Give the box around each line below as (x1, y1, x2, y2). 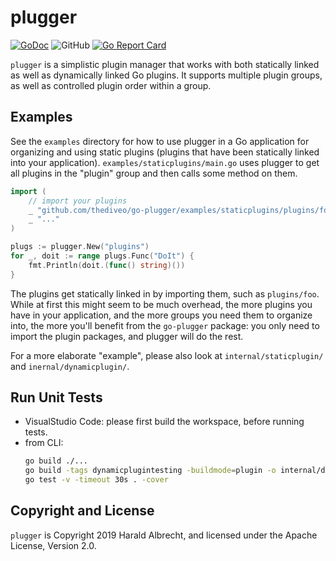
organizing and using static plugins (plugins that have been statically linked (10, 146, 320, 158)
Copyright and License (10, 502, 155, 520)
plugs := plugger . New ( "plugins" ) (10, 242, 150, 252)
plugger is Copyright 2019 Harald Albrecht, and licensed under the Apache (10, 529, 318, 541)
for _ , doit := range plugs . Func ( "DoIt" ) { (10, 251, 195, 261)
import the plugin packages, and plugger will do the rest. (10, 330, 244, 342)
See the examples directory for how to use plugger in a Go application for (10, 135, 310, 147)
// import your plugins (28, 196, 128, 206)
